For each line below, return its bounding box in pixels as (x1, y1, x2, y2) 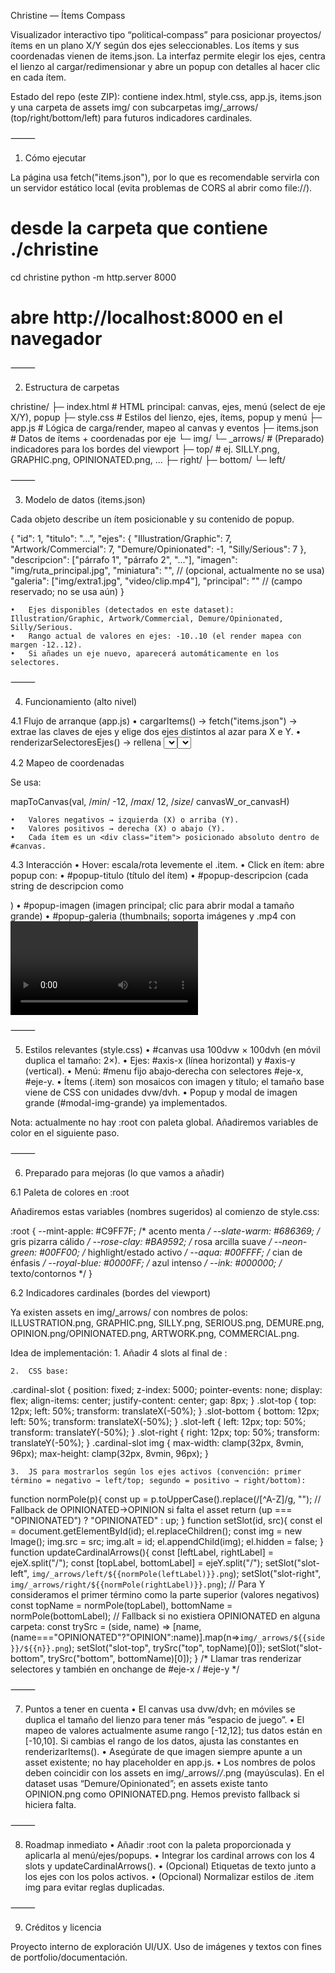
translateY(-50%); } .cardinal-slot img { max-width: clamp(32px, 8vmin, (10, 1436, 304, 1449)
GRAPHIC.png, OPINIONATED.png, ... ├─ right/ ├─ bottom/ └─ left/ (10, 453, 286, 465)
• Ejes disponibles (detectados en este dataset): (10, 605, 235, 615)
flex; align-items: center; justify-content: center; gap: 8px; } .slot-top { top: (10, 1394, 317, 1406)
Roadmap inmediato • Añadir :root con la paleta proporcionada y (24, 1838, 292, 1850)
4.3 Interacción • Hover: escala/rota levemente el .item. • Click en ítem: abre (10, 858, 325, 870)
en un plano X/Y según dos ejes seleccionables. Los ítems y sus (34, 40, 300, 51)
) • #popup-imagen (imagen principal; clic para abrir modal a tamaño (10, 899, 295, 911)
